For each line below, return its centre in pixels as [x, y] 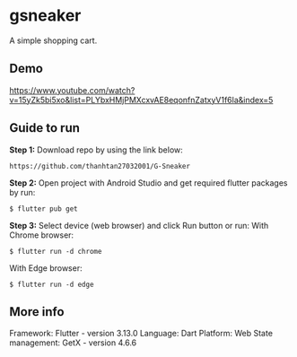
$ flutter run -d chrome [56, 251]
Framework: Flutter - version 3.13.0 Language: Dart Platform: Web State [141, 334]
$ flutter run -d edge [52, 284]
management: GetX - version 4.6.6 [73, 343]
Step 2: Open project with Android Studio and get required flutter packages [148, 183]
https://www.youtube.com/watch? [72, 90]
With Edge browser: [46, 268]
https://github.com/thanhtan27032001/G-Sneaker [100, 166]
